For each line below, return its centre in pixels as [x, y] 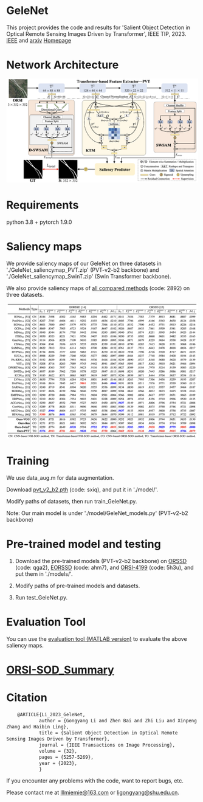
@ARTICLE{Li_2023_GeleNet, [51, 715]
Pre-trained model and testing [84, 544]
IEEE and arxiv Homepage [39, 40]
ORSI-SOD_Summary [60, 670]
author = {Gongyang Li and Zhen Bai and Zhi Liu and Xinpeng [118, 721]
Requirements [43, 205]
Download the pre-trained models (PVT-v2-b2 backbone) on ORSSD [101, 561]
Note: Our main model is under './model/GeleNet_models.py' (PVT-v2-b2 [97, 513]
